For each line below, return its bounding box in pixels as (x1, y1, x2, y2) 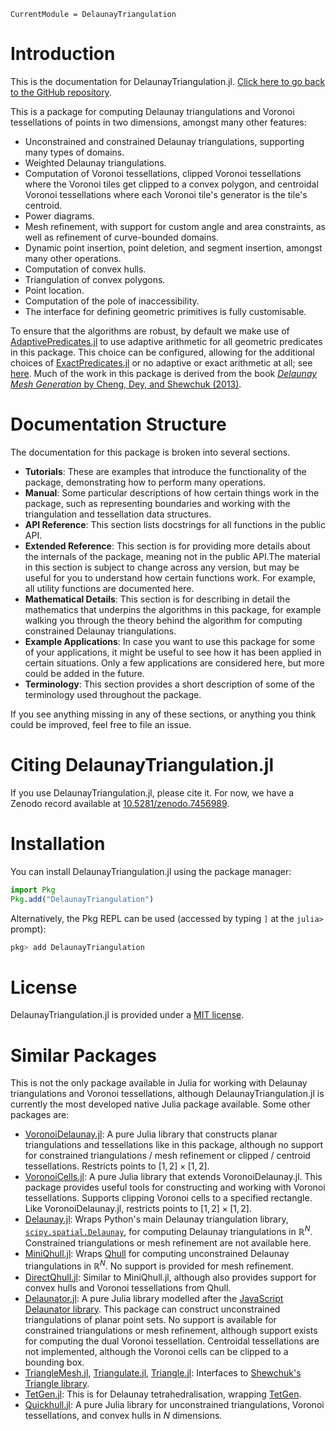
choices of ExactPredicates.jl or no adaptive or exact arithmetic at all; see (10, 356, 313, 369)
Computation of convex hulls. (24, 263, 147, 275)
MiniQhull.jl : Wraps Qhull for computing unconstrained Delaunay (24, 1247, 290, 1259)
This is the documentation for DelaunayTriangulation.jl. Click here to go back (10, 75, 326, 87)
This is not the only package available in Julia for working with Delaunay (10, 1077, 308, 1089)
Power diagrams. (24, 210, 95, 222)
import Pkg (10, 885, 56, 895)
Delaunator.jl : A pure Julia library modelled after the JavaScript (24, 1292, 284, 1304)
